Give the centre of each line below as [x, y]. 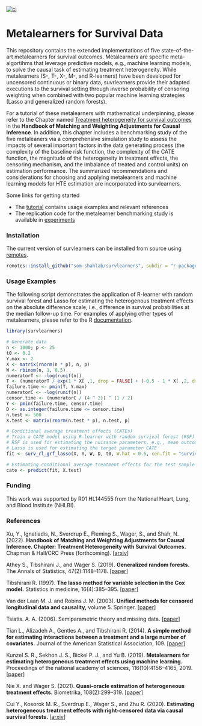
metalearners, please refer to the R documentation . [69, 320]
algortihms [20, 63]
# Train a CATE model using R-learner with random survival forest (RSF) [101, 437]
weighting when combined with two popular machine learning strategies [96, 95]
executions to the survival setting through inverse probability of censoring [98, 89]
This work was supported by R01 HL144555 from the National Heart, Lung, [98, 499]
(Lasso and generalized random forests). [57, 101]
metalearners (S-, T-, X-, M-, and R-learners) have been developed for [94, 76]
